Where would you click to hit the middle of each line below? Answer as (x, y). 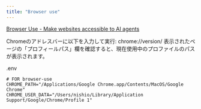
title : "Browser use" (33, 12)
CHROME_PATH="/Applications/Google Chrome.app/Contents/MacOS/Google (95, 84)
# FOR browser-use (29, 79)
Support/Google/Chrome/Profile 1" (49, 100)
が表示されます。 (27, 56)
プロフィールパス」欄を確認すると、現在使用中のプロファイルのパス (111, 49)
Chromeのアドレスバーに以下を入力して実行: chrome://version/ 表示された (98, 41)
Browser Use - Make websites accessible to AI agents (73, 29)
